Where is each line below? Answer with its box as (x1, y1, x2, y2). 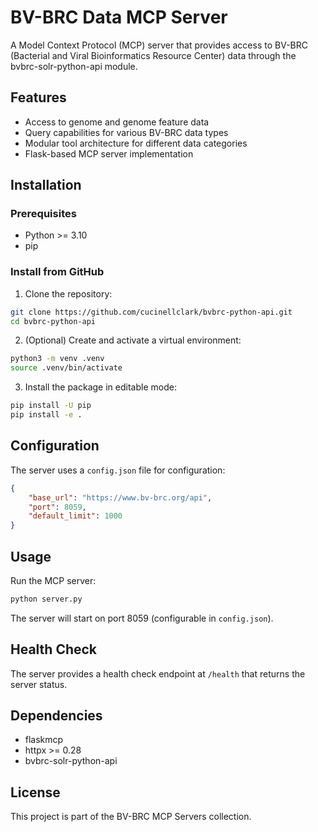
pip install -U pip (10, 401, 92, 411)
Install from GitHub (10, 265, 105, 279)
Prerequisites (10, 207, 77, 221)
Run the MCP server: (10, 574, 97, 586)
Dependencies (10, 707, 103, 725)
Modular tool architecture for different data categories (24, 137, 248, 149)
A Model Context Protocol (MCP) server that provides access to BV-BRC (10, 39, 308, 51)
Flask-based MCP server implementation (24, 147, 194, 160)
